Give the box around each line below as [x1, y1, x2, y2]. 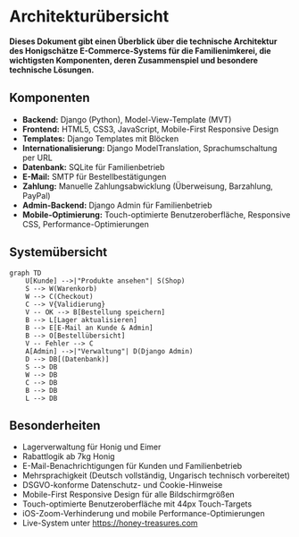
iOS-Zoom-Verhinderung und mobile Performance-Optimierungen [21, 508, 265, 519]
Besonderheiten [9, 418, 101, 433]
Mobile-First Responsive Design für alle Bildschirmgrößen [21, 490, 235, 500]
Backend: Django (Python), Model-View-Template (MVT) [21, 114, 232, 124]
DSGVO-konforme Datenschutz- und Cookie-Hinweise [21, 480, 223, 490]
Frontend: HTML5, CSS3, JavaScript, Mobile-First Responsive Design [21, 124, 279, 134]
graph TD [9, 268, 42, 277]
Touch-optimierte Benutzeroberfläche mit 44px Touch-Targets [21, 499, 253, 509]
